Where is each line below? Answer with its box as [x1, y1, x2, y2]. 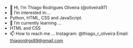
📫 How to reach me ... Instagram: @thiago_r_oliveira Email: [9, 31, 129, 36]
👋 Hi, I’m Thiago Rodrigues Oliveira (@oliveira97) [9, 5, 108, 10]
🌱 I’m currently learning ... [9, 20, 62, 26]
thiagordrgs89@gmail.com [9, 38, 63, 43]
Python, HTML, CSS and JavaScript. [9, 15, 83, 20]
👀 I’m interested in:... [9, 10, 51, 16]
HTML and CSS [9, 25, 41, 31]
